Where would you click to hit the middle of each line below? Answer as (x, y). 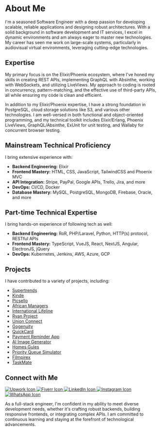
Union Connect (27, 321)
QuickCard (23, 332)
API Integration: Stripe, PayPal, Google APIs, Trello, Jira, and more (79, 182)
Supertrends (24, 291)
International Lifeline (32, 311)
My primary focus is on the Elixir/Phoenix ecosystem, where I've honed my (80, 74)
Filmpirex (21, 357)
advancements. (21, 424)
